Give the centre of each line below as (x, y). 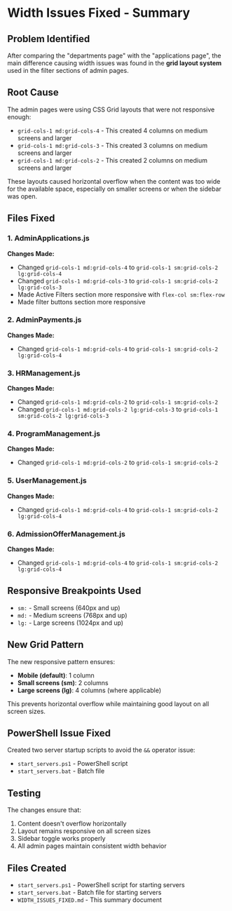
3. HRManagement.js (44, 373)
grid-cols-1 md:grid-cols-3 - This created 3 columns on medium (112, 145)
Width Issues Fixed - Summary (99, 13)
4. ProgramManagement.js (54, 434)
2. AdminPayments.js (45, 320)
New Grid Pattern (46, 645)
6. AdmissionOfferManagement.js (67, 534)
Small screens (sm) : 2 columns (63, 682)
